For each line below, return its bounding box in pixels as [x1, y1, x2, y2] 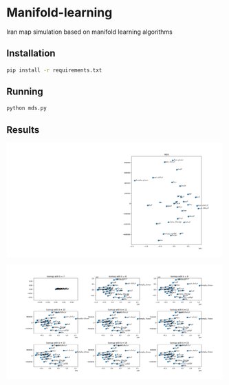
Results [6, 124, 40, 136]
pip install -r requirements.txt [6, 67, 102, 74]
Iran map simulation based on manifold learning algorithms [6, 28, 173, 36]
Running [6, 86, 44, 98]
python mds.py [6, 105, 47, 112]
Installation [6, 48, 56, 59]
